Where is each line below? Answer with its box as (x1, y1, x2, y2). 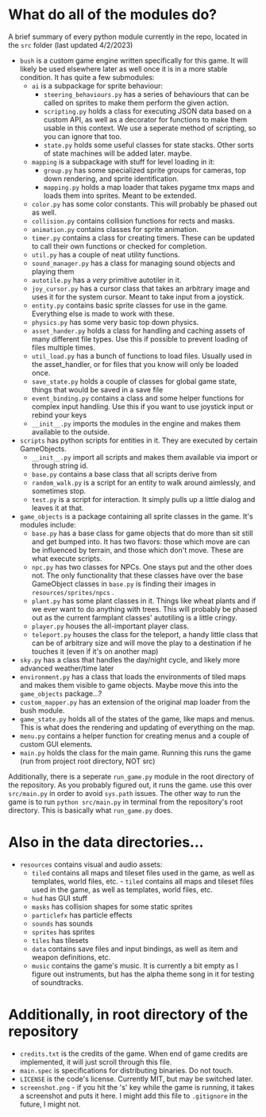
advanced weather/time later (19, 663, 114, 673)
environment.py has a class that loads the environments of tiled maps (19, 671, 246, 681)
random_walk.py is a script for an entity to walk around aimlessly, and (31, 477, 256, 487)
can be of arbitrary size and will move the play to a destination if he (31, 638, 252, 647)
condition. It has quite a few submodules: (19, 72, 155, 82)
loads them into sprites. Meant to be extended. (43, 191, 197, 200)
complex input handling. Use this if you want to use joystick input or (31, 401, 254, 411)
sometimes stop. (31, 486, 87, 496)
